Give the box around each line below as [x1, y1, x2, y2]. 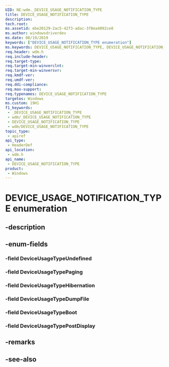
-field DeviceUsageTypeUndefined [5, 255, 92, 262]
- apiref [7, 134, 26, 139]
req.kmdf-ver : [5, 73, 35, 78]
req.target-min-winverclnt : [5, 63, 64, 68]
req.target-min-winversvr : [5, 68, 62, 73]
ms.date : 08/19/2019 [5, 36, 49, 41]
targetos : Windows [5, 96, 44, 101]
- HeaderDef [7, 143, 33, 148]
